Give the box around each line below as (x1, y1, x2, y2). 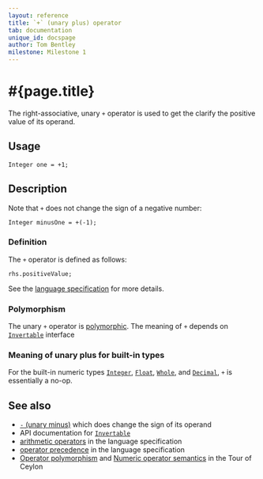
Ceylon (19, 462, 43, 471)
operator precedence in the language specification (19, 445, 186, 454)
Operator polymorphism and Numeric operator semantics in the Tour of (19, 454, 252, 463)
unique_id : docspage (8, 33, 77, 42)
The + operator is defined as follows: (8, 255, 127, 264)
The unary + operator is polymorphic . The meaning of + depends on (8, 322, 229, 331)
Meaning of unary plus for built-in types (8, 349, 165, 360)
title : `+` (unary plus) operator (8, 19, 122, 27)
